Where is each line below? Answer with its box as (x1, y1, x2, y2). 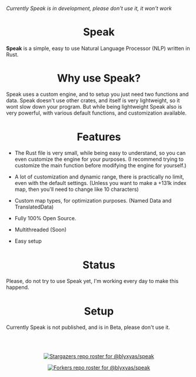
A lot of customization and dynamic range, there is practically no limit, (14, 173, 184, 180)
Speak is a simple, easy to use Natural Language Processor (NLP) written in (6, 45, 190, 52)
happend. (6, 284, 29, 291)
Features (77, 130, 121, 143)
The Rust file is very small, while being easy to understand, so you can (14, 150, 186, 157)
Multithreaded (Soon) (14, 226, 67, 233)
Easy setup (14, 238, 42, 245)
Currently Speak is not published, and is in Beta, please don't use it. (6, 324, 171, 331)
